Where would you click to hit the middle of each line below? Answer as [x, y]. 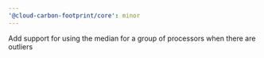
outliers [21, 46]
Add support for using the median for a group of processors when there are [132, 38]
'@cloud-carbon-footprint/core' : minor [74, 15]
